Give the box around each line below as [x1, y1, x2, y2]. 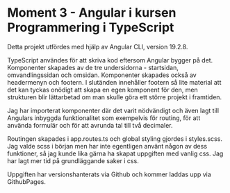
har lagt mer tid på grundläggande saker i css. [7, 156, 139, 165]
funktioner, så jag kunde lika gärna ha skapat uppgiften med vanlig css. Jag [7, 149, 224, 158]
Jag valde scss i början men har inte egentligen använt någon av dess [7, 142, 207, 150]
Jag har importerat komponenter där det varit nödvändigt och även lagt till [7, 106, 220, 115]
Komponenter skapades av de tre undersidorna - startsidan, [7, 63, 179, 72]
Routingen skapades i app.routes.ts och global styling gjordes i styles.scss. [7, 134, 222, 143]
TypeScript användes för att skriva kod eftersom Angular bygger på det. [7, 56, 213, 64]
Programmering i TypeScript [7, 19, 174, 35]
